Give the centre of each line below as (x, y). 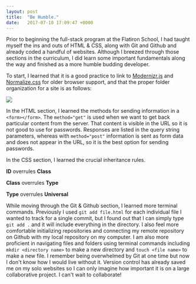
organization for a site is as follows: (49, 89)
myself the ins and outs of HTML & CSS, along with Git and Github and (91, 45)
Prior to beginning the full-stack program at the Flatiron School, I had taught (98, 40)
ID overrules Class (29, 171)
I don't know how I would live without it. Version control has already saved (96, 262)
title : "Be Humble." (33, 17)
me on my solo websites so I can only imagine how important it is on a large (98, 269)
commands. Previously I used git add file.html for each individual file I (94, 212)
